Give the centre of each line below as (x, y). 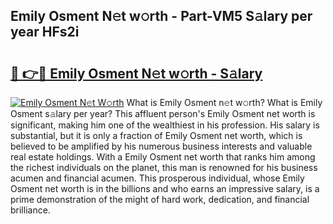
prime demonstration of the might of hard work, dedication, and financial (160, 199)
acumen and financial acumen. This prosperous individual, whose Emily (157, 178)
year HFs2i (45, 32)
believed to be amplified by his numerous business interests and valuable (161, 146)
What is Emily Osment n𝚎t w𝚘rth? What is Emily (224, 102)
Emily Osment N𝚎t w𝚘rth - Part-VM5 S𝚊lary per (161, 16)
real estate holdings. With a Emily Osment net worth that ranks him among (163, 157)
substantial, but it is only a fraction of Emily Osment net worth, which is (156, 135)
